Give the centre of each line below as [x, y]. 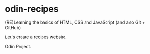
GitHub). [13, 27]
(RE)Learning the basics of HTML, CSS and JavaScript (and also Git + [75, 22]
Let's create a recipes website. [36, 37]
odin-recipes [32, 9]
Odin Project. [18, 46]
